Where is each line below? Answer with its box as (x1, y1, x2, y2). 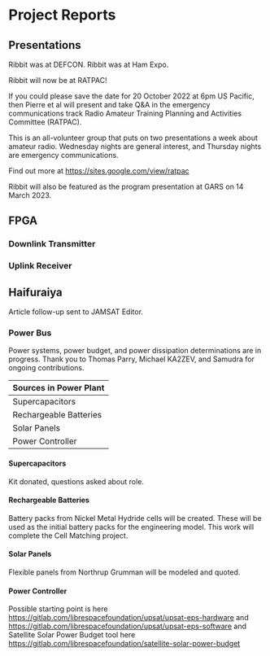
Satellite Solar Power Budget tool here (8, 630, 136, 640)
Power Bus (8, 327, 52, 339)
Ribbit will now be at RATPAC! (8, 76, 107, 85)
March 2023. (8, 190, 52, 200)
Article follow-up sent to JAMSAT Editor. (8, 307, 144, 317)
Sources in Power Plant (12, 383, 105, 394)
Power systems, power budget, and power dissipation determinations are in (8, 346, 262, 356)
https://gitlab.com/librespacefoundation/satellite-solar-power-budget (8, 639, 241, 649)
